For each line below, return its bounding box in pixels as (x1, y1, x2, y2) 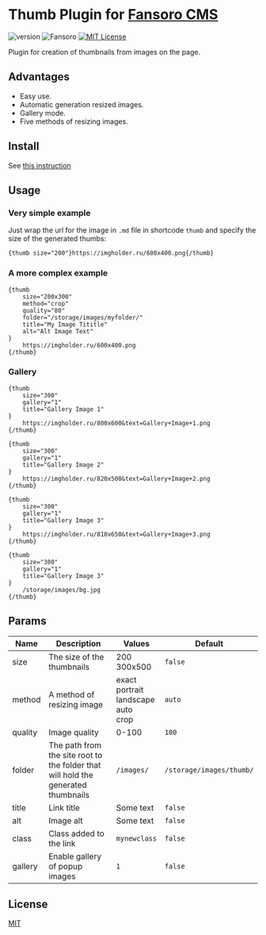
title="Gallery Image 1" (22, 405, 104, 414)
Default (195, 637, 224, 648)
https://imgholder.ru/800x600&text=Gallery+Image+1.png (22, 419, 211, 427)
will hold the (48, 769, 93, 780)
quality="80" (22, 306, 66, 314)
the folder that (48, 760, 101, 771)
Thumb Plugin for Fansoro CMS (8, 6, 218, 24)
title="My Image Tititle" (22, 320, 108, 329)
